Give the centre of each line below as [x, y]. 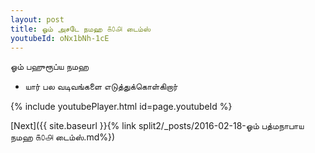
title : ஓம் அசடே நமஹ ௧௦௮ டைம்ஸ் [81, 29]
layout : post [37, 19]
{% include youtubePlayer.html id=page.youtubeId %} [121, 107]
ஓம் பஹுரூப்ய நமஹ [50, 67]
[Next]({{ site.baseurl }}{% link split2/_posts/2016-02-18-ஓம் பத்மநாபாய [157, 126]
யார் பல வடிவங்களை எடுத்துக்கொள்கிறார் [101, 87]
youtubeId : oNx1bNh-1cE [60, 38]
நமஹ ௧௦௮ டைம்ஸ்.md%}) [63, 137]
